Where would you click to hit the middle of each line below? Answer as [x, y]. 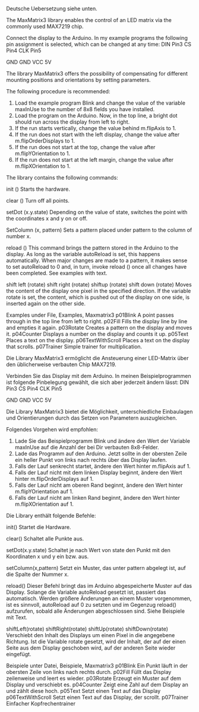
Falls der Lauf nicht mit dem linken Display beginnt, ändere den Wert [98, 472]
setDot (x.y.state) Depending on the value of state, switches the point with [97, 212]
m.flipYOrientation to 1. [42, 153]
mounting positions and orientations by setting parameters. [78, 80]
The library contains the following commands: [62, 177]
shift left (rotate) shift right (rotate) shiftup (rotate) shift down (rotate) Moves [99, 284]
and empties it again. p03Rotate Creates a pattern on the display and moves [99, 327]
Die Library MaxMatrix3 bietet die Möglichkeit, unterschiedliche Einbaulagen [99, 412]
